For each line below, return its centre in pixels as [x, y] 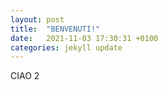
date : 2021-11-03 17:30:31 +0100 [84, 38]
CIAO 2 [25, 76]
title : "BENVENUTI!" [55, 29]
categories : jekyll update [66, 47]
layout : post [37, 19]
